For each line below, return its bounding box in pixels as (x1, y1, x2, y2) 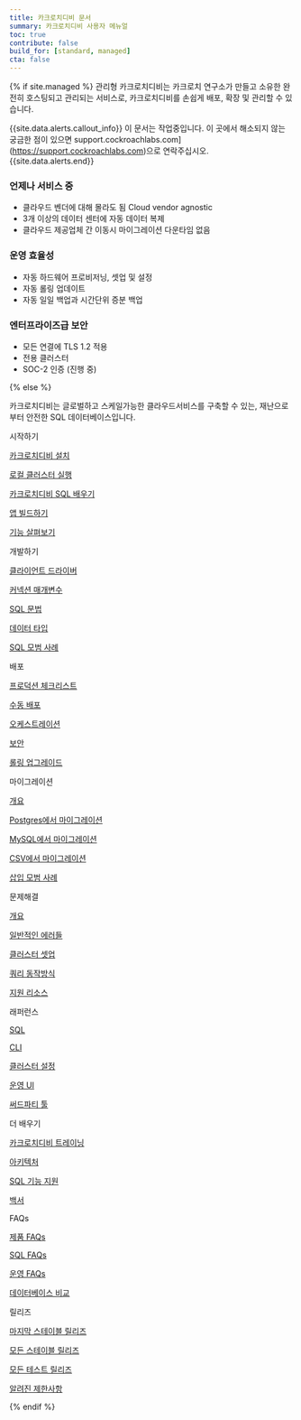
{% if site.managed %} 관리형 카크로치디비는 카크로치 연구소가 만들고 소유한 (9, 81, 281, 91)
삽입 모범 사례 (9, 872, 59, 883)
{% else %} (9, 381, 52, 393)
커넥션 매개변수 (9, 584, 63, 595)
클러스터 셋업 (9, 949, 56, 960)
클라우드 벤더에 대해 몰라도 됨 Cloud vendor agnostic (22, 202, 214, 213)
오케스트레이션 (9, 719, 61, 729)
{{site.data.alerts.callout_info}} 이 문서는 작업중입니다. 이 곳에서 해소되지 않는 (9, 123, 286, 134)
